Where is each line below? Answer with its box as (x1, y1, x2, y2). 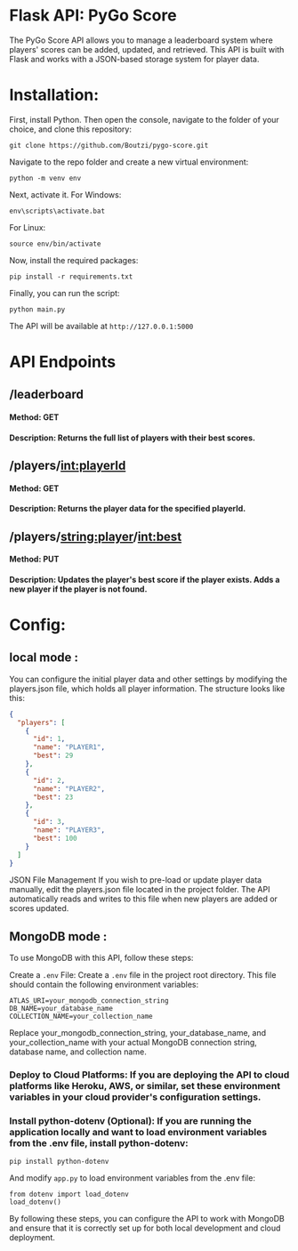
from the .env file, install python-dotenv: (9, 1137, 189, 1150)
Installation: (9, 85, 100, 105)
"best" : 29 (32, 751, 74, 761)
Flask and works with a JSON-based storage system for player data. (9, 53, 260, 64)
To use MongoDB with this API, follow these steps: (9, 953, 194, 964)
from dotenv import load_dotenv (9, 1190, 129, 1199)
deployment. (9, 1232, 55, 1243)
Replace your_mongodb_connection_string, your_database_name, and (9, 1028, 267, 1038)
